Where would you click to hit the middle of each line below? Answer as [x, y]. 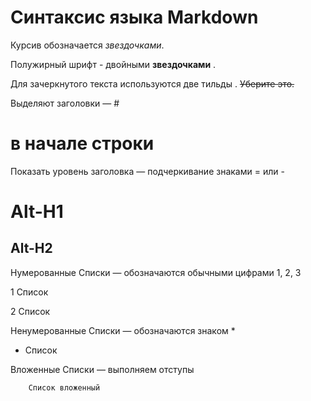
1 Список [29, 292]
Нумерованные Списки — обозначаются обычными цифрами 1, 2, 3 [156, 272]
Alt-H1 [37, 212]
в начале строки [82, 143]
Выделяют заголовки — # [65, 103]
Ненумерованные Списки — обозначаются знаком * [123, 330]
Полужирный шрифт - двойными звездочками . [113, 64]
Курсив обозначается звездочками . [87, 45]
